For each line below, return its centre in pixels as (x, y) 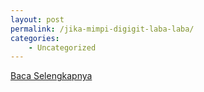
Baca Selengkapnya (51, 76)
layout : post (37, 19)
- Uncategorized (62, 47)
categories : (35, 38)
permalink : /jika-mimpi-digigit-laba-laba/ (102, 29)
